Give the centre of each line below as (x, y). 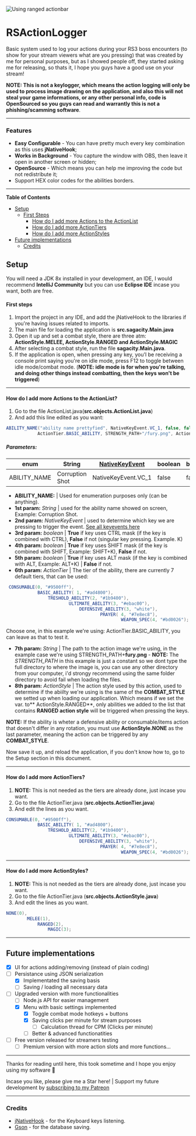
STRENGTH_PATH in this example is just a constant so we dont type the (101, 661)
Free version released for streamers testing (66, 1040)
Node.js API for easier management (66, 1000)
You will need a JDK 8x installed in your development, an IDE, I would (89, 278)
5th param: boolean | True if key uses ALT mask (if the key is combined (101, 558)
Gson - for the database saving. (53, 1127)
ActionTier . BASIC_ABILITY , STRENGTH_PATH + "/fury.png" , (105, 434)
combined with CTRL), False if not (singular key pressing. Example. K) (99, 539)
